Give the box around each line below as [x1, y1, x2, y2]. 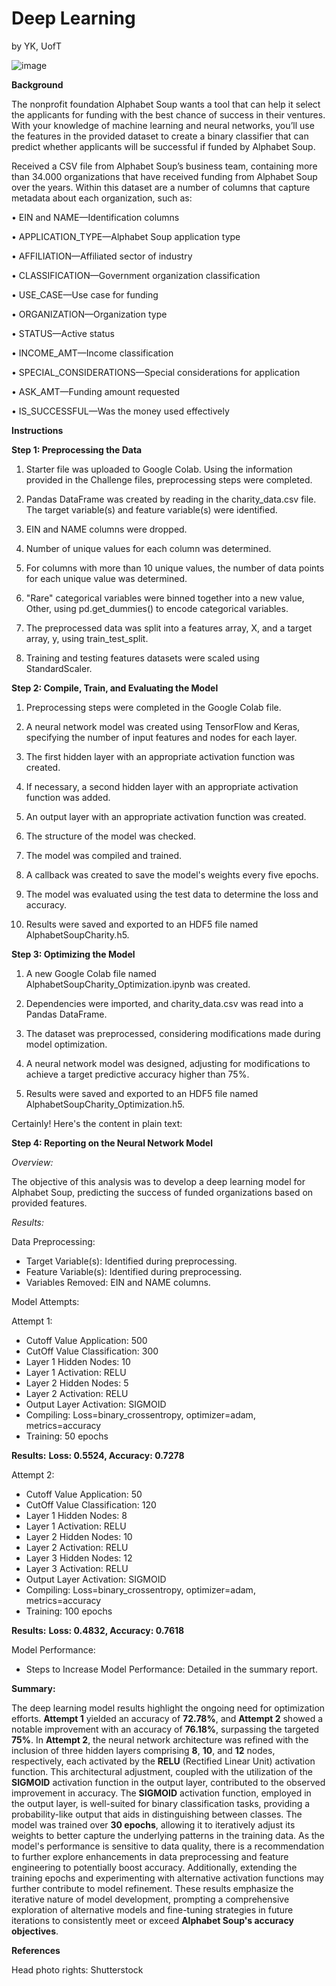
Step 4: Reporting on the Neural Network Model [11, 1137, 213, 1149]
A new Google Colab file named [25, 967, 157, 979]
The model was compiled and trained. [25, 849, 183, 861]
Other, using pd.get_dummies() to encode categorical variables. [25, 602, 289, 614]
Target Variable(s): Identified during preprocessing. [25, 1255, 238, 1267]
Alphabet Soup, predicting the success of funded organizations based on [11, 1186, 314, 1198]
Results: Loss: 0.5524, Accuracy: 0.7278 [11, 1449, 185, 1461]
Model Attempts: [11, 1295, 80, 1307]
